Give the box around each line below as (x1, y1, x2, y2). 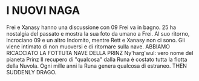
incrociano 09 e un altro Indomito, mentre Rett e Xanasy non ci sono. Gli (6, 36, 186, 44)
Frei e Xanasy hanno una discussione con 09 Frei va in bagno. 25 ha (6, 24, 177, 31)
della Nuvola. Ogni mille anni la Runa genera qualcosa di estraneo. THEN (6, 62, 188, 70)
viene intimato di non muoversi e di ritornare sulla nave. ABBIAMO (6, 43, 171, 50)
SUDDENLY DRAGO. (6, 68, 57, 76)
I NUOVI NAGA (6, 4, 80, 18)
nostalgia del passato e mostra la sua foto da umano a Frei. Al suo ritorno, (6, 30, 190, 37)
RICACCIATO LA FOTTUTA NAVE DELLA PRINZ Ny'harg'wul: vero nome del (6, 49, 194, 56)
